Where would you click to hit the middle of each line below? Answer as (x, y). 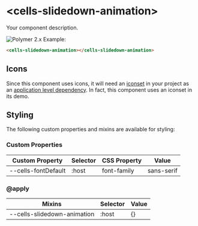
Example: (54, 39)
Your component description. (42, 28)
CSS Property (122, 160)
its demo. (18, 96)
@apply (18, 188)
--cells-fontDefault (37, 170)
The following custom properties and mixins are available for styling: (91, 129)
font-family (118, 170)
